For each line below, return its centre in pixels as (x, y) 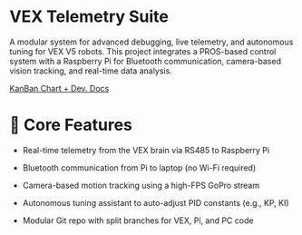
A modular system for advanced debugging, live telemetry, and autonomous (151, 42)
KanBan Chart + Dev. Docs (59, 88)
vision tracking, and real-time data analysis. (91, 71)
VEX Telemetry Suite (89, 17)
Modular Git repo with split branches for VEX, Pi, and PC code (138, 220)
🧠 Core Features (71, 125)
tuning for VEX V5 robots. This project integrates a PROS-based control (143, 51)
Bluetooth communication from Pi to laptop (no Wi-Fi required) (139, 167)
